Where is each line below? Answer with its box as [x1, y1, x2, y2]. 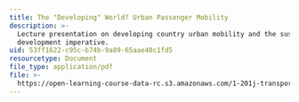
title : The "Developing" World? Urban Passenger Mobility [9, 12, 229, 22]
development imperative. [17, 37, 109, 47]
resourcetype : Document [9, 54, 98, 63]
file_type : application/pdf [9, 63, 114, 72]
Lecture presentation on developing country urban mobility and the [17, 29, 277, 38]
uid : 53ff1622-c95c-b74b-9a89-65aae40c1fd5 [9, 46, 174, 55]
